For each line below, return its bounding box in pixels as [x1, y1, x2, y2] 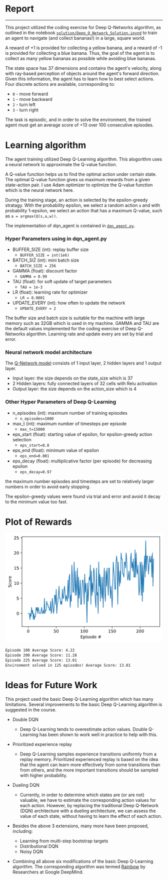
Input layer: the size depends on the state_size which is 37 [12, 375, 133, 382]
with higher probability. [19, 772, 67, 778]
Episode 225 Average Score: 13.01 [5, 658, 77, 663]
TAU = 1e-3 [19, 285, 43, 290]
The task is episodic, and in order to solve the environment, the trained [5, 116, 151, 122]
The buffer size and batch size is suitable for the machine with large [5, 315, 145, 321]
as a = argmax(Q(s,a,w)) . [5, 213, 57, 219]
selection [12, 436, 31, 442]
